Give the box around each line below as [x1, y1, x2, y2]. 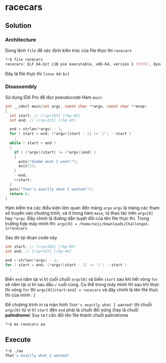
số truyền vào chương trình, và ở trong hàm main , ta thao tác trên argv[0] [5, 210, 154, 216]
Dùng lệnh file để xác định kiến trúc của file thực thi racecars [5, 47, 132, 53]
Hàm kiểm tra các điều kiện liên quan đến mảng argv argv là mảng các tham [5, 205, 160, 211]
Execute [5, 336, 31, 344]
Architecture [5, 36, 37, 43]
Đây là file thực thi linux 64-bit [5, 71, 70, 76]
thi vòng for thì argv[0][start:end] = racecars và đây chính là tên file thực [5, 287, 159, 292]
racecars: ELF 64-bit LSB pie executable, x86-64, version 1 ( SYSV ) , [5, 62, 152, 67]
